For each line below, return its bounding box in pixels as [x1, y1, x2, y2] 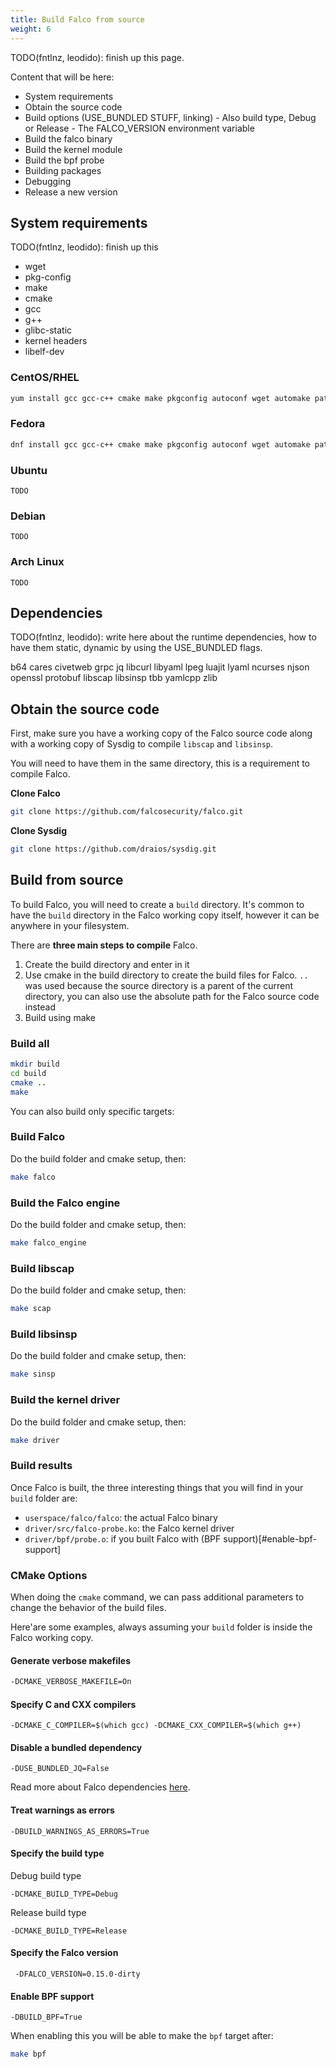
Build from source [10, 872, 124, 889]
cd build [10, 1068, 47, 1078]
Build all [10, 1036, 50, 1050]
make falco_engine [10, 1238, 87, 1248]
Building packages [24, 164, 102, 176]
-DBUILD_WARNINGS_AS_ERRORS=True [10, 1826, 150, 1836]
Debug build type [10, 1869, 82, 1881]
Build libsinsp [10, 1327, 78, 1341]
